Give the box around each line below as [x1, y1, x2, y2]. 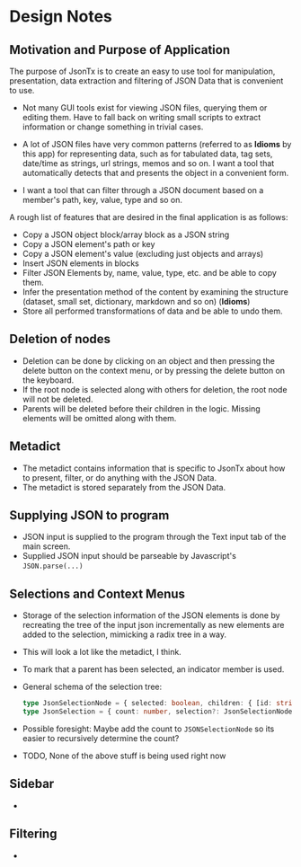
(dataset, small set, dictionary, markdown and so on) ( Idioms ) [22, 296, 251, 306]
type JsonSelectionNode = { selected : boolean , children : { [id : [22, 699, 272, 708]
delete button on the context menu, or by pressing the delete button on [22, 365, 286, 376]
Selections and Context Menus [9, 586, 186, 601]
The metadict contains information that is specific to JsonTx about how [22, 463, 286, 473]
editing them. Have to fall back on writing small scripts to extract [22, 112, 261, 122]
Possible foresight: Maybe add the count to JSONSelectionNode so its [22, 723, 275, 734]
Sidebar [9, 776, 55, 792]
